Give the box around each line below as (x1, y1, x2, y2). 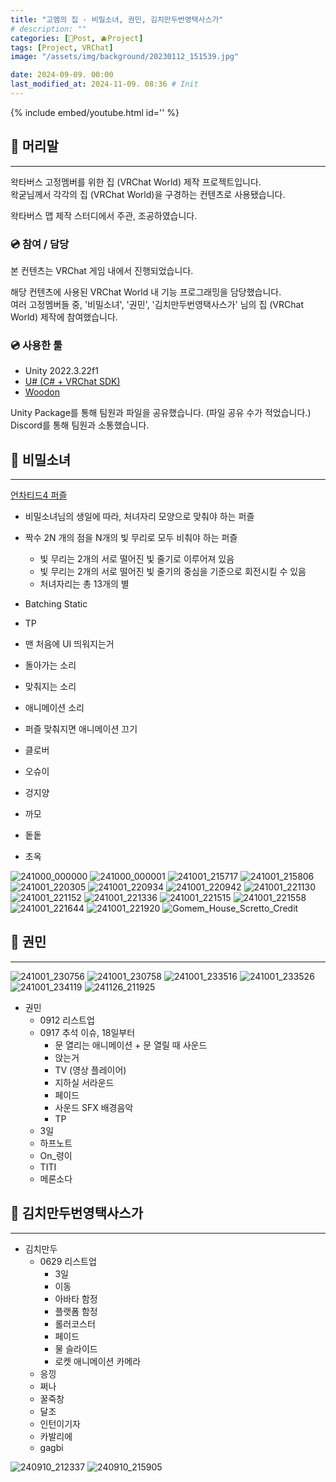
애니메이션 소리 (24, 702, 85, 714)
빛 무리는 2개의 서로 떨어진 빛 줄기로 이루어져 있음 (39, 553, 235, 565)
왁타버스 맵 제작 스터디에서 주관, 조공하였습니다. (10, 209, 198, 221)
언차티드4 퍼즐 (10, 489, 68, 501)
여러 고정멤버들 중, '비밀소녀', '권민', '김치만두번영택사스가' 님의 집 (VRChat (10, 298, 304, 310)
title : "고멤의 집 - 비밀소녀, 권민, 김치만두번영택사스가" (10, 14, 224, 25)
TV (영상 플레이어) (54, 1064, 127, 1076)
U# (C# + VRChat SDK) (24, 376, 121, 388)
